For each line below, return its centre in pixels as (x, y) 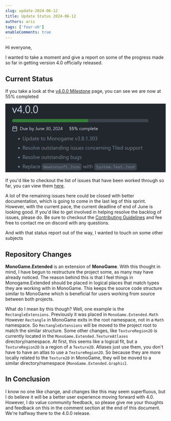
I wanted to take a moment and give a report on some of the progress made (84, 57)
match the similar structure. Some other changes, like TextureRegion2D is (81, 330)
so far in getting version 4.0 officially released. (54, 63)
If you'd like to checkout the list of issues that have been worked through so (85, 181)
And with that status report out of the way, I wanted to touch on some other (84, 233)
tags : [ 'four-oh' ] (25, 27)
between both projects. (30, 299)
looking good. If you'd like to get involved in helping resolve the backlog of (83, 212)
